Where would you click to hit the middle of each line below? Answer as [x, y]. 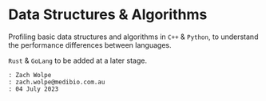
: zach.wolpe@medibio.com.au [57, 82]
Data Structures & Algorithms [108, 15]
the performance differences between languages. [90, 45]
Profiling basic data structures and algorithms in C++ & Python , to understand [133, 37]
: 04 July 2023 [34, 89]
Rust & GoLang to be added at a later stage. [78, 60]
